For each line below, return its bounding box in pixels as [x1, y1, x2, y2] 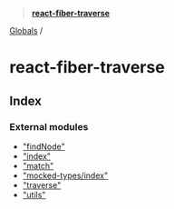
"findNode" [22, 141, 65, 152]
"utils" [22, 189, 46, 200]
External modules [9, 120, 89, 133]
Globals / [9, 25, 43, 35]
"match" [22, 160, 54, 171]
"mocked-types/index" [22, 170, 109, 181]
